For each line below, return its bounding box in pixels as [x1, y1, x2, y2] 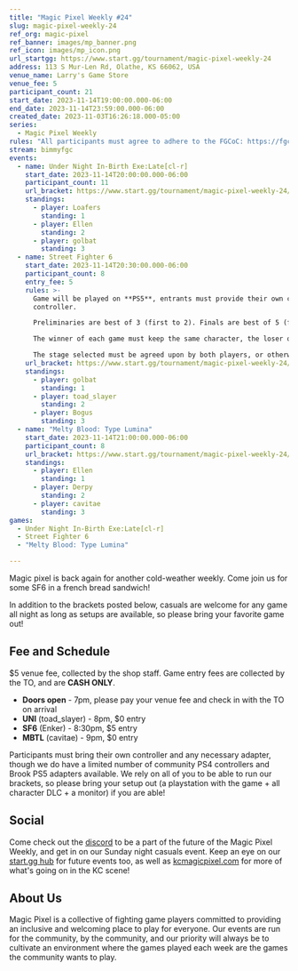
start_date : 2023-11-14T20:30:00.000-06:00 [25, 261, 189, 270]
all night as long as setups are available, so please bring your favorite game [9, 609, 285, 619]
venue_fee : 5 [9, 79, 58, 88]
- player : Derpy [32, 483, 93, 492]
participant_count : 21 [9, 87, 93, 96]
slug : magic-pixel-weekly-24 [9, 21, 117, 30]
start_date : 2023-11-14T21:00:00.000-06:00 [25, 433, 189, 442]
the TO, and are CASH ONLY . [9, 677, 115, 687]
